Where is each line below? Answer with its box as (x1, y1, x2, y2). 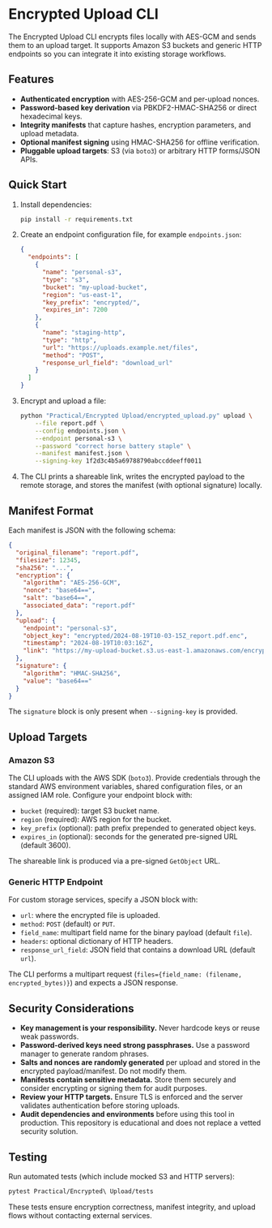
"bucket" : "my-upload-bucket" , (41, 283, 148, 291)
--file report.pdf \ (35, 419, 104, 427)
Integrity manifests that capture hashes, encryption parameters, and (19, 119, 252, 130)
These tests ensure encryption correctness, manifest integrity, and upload (8, 1202, 256, 1212)
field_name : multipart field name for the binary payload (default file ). (19, 928, 253, 937)
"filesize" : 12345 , (15, 556, 82, 564)
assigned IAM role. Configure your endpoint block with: (8, 791, 193, 800)
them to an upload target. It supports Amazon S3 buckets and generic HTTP (8, 40, 262, 50)
